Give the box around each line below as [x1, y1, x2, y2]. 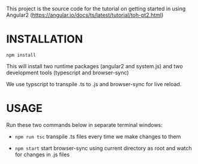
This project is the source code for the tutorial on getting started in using [6, 5, 186, 12]
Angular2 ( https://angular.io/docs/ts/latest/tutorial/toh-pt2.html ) [6, 11, 164, 19]
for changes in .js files [14, 151, 70, 158]
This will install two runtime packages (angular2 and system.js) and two [6, 62, 183, 69]
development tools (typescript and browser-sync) [6, 69, 129, 76]
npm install [6, 52, 36, 58]
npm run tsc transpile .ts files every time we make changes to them [14, 133, 181, 140]
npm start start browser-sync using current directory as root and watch [14, 144, 192, 151]
